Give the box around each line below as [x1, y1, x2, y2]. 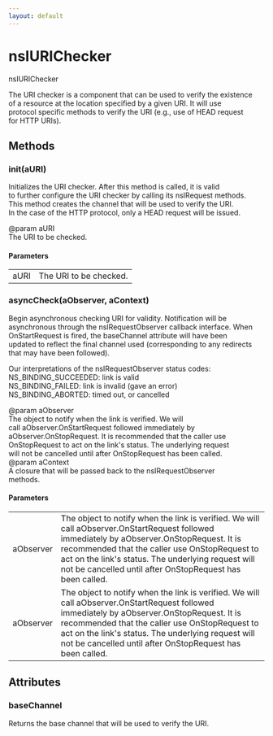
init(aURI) [8, 163, 47, 175]
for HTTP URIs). [8, 115, 62, 125]
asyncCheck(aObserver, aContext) [8, 294, 149, 306]
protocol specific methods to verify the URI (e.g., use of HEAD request [8, 107, 244, 116]
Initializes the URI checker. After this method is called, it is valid [8, 182, 220, 192]
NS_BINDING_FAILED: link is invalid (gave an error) [8, 381, 178, 390]
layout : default [8, 11, 63, 20]
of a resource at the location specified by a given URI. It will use [8, 98, 222, 108]
